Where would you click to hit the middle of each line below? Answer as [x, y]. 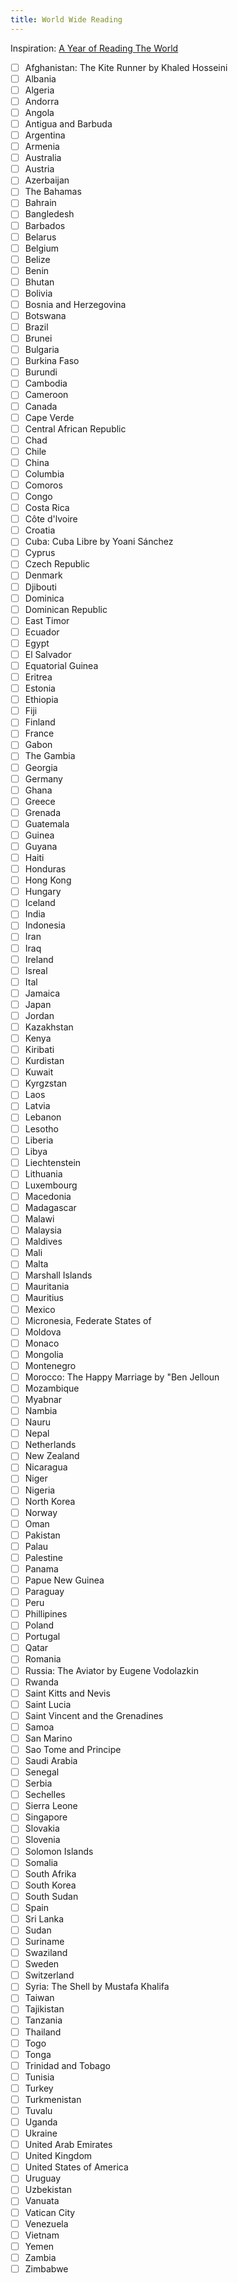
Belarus [40, 237]
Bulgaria [42, 350]
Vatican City [50, 2212]
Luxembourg [51, 1185]
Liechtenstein [53, 1162]
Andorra [42, 101]
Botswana [45, 315]
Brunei [38, 338]
